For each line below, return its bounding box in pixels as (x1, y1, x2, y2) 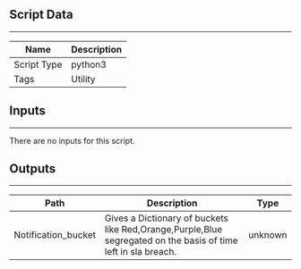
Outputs (9, 161, 56, 177)
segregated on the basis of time (104, 234, 239, 247)
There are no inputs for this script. (9, 135, 135, 146)
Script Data (9, 7, 73, 22)
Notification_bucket (13, 229, 97, 241)
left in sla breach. (104, 246, 177, 258)
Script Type (13, 58, 63, 71)
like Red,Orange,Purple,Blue (104, 223, 223, 236)
